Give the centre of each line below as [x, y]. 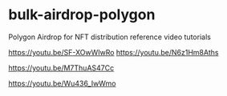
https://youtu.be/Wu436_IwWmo [62, 83]
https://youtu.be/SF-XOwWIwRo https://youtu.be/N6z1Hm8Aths [113, 52]
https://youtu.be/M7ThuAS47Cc [61, 68]
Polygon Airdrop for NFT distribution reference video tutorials [109, 37]
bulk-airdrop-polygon [82, 15]
